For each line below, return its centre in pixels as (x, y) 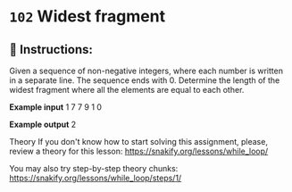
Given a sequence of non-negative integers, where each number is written (146, 71)
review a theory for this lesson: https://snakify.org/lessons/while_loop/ (139, 151)
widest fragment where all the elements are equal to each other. (127, 90)
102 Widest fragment (88, 17)
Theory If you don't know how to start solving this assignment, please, (138, 142)
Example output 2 (43, 124)
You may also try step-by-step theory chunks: (94, 168)
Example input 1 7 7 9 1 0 (56, 107)
